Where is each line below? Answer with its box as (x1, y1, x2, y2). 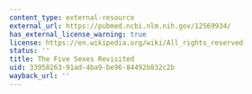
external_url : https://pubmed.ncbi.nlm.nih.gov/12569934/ (9, 21, 231, 30)
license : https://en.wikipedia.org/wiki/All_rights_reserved (9, 38, 244, 47)
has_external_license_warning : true (9, 30, 147, 38)
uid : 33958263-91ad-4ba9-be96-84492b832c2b (9, 64, 175, 73)
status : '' (9, 47, 50, 56)
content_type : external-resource (9, 13, 135, 22)
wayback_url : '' (9, 72, 70, 81)
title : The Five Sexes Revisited (9, 55, 135, 64)
